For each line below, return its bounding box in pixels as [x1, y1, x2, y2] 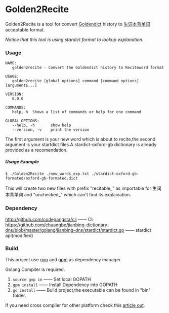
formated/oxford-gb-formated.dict [5, 176, 78, 181]
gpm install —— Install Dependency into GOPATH [12, 282, 118, 288]
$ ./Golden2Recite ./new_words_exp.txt [5, 171, 90, 177]
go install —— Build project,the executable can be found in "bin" [12, 287, 151, 293]
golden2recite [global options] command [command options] [12, 79, 139, 84]
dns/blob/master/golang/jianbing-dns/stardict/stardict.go [5, 227, 124, 233]
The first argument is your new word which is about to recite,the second [5, 136, 156, 143]
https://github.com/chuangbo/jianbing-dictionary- [5, 222, 110, 228]
